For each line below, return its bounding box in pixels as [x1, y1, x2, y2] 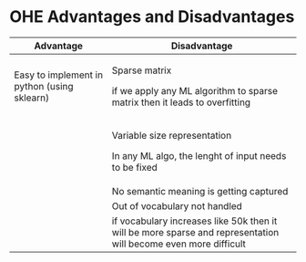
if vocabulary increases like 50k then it [111, 215, 278, 227]
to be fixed [111, 161, 158, 173]
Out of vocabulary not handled [111, 199, 243, 212]
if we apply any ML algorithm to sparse [111, 84, 278, 97]
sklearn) [14, 91, 50, 104]
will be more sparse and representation [111, 225, 280, 238]
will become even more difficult [111, 237, 246, 250]
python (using [14, 79, 75, 92]
